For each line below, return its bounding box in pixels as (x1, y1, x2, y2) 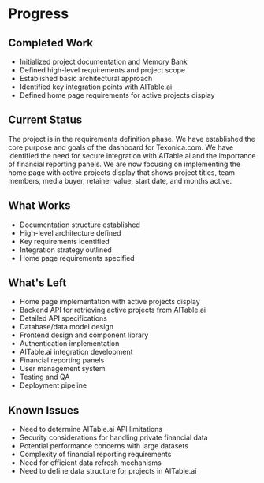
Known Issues (8, 403, 80, 417)
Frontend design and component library (19, 330, 149, 340)
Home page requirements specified (19, 253, 136, 262)
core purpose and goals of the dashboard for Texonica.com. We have (8, 143, 234, 152)
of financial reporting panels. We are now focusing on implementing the (8, 159, 241, 169)
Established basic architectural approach (19, 74, 153, 83)
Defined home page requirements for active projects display (19, 91, 215, 99)
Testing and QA (19, 372, 70, 382)
